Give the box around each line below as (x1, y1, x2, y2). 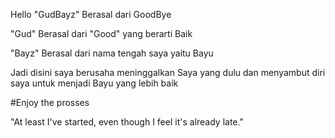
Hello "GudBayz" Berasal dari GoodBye (10, 9, 172, 20)
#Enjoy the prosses (10, 97, 90, 108)
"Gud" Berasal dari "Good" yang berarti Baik (10, 28, 193, 39)
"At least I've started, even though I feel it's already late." (10, 116, 244, 128)
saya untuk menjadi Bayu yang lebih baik (10, 77, 179, 89)
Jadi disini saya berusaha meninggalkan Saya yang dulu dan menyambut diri (10, 67, 326, 78)
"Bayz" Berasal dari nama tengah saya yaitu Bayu (10, 47, 214, 59)
